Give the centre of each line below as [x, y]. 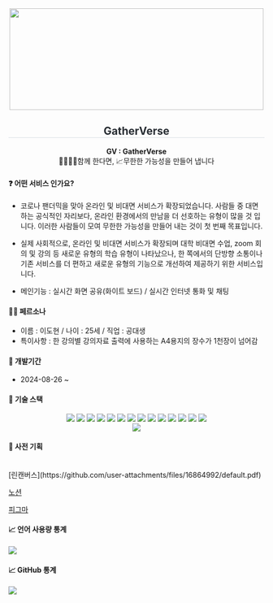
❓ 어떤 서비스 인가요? [41, 184]
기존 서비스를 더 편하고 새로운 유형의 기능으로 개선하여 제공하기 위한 [128, 264]
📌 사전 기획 [26, 447]
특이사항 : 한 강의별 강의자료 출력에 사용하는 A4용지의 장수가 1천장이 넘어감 [139, 341]
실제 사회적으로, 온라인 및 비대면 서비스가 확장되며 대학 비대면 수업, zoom [136, 244]
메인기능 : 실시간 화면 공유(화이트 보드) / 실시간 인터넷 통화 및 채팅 [125, 291]
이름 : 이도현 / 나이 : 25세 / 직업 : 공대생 [83, 331]
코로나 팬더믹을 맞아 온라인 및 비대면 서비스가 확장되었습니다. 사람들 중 [132, 206]
